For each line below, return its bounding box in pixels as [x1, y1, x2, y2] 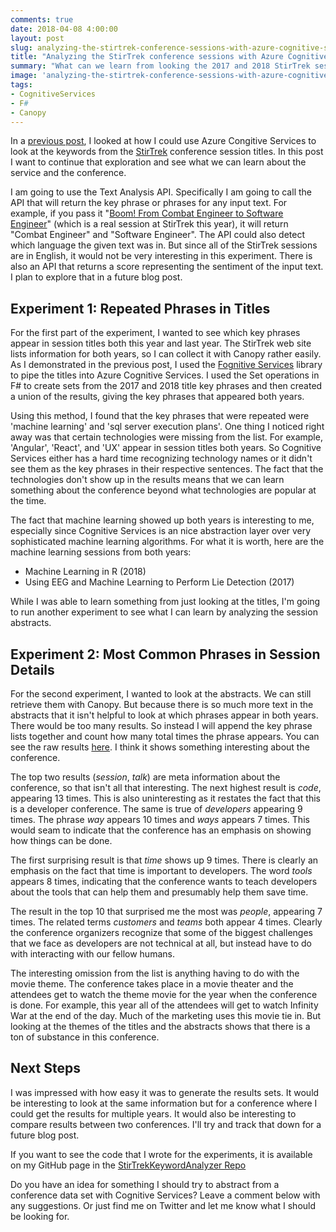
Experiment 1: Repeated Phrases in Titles [10, 300, 271, 317]
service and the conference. [10, 167, 127, 179]
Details [10, 661, 55, 678]
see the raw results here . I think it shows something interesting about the [10, 741, 310, 753]
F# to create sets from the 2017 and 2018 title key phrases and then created [10, 380, 323, 392]
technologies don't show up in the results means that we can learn [10, 474, 285, 486]
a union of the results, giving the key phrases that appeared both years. [10, 391, 305, 403]
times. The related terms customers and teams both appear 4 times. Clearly [10, 916, 323, 928]
